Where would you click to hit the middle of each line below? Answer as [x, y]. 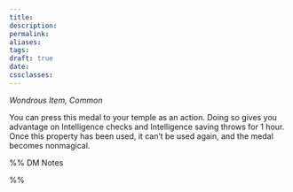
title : [21, 17]
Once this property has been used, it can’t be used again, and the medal [141, 136]
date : [19, 67]
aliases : [25, 42]
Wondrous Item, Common [56, 100]
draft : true [31, 58]
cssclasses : [31, 75]
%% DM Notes [36, 162]
